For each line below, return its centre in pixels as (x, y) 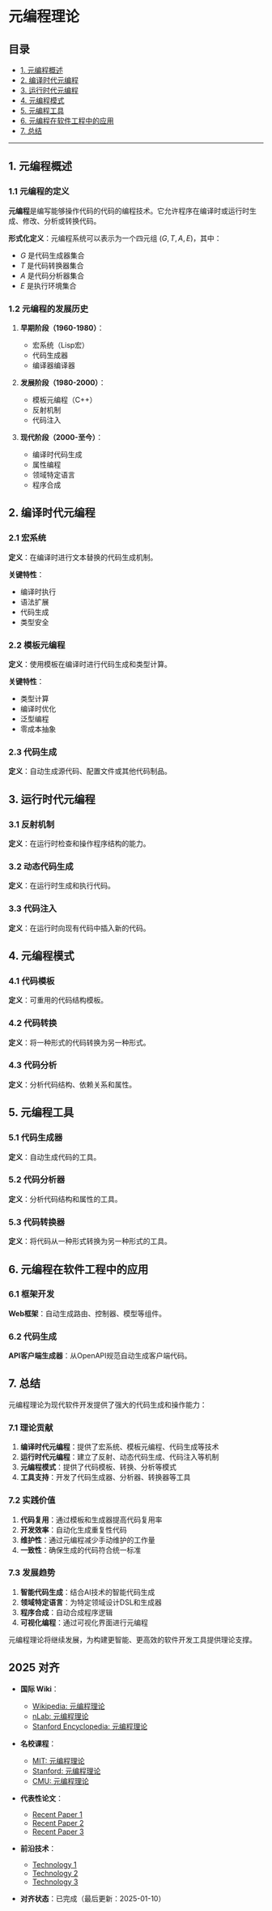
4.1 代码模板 (32, 981)
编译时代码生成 (57, 454)
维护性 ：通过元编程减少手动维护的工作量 (87, 1540)
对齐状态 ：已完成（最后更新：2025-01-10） (93, 1898)
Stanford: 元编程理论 (66, 1771)
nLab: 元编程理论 (60, 1716)
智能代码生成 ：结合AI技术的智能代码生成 (87, 1592)
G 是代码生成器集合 (52, 255)
